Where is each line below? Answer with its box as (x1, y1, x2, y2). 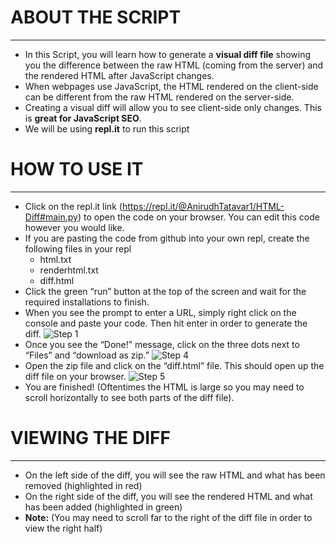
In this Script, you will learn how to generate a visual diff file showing (24, 48, 312, 60)
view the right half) (24, 522, 103, 534)
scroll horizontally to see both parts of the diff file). (24, 391, 235, 403)
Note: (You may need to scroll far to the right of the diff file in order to (24, 511, 313, 523)
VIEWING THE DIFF (10, 427, 171, 450)
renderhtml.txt (39, 264, 99, 276)
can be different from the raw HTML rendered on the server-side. (24, 91, 295, 103)
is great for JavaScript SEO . (24, 112, 142, 124)
